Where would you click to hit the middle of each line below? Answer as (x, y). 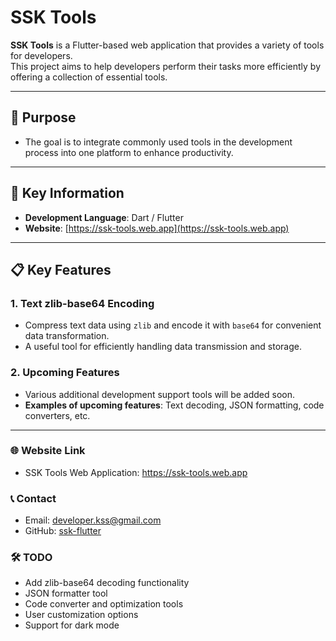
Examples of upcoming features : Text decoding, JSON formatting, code (174, 405)
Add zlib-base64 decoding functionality (107, 583)
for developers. (41, 55)
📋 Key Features (61, 269)
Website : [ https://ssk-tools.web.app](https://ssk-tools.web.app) (157, 228)
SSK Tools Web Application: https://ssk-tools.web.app (136, 472)
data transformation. (67, 336)
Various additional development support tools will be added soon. (159, 394)
